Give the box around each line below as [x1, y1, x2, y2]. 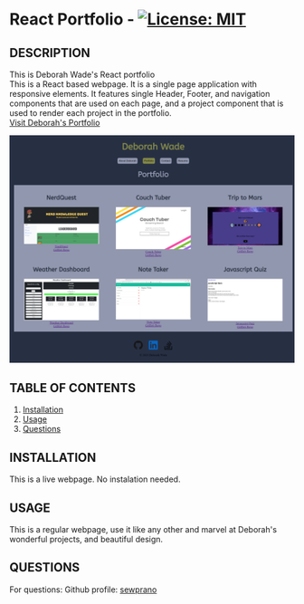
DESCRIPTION [9, 45, 90, 61]
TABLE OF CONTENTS [9, 380, 136, 396]
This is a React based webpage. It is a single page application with [9, 79, 258, 90]
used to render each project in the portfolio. [9, 108, 172, 118]
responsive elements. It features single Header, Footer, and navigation [9, 89, 271, 99]
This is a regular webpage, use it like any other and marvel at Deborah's [9, 524, 278, 535]
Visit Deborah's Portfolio [9, 118, 100, 128]
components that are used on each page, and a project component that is [9, 98, 284, 109]
